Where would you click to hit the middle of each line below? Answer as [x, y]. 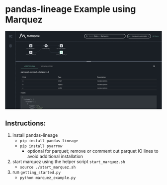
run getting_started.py [37, 172]
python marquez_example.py [48, 178]
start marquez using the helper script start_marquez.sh [69, 162]
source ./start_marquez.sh [48, 168]
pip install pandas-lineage [49, 141]
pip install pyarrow [41, 146]
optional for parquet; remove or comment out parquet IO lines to [93, 151]
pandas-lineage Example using [71, 9]
